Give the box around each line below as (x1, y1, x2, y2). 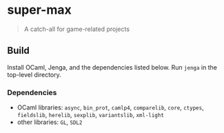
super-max (7, 2, 72, 18)
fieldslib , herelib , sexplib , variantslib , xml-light (17, 111, 164, 119)
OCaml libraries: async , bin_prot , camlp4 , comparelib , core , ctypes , (17, 103, 205, 112)
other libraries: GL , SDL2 (17, 118, 83, 126)
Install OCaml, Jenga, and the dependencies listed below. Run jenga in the (7, 63, 217, 71)
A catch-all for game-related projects (23, 25, 130, 33)
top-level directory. (7, 70, 61, 79)
